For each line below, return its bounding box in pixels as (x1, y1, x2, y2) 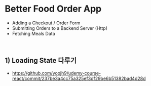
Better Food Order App (5, 3, 102, 15)
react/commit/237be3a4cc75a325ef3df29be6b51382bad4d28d (12, 75, 146, 81)
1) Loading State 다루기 (5, 56, 77, 65)
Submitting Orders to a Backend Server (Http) (12, 25, 107, 31)
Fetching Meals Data (12, 30, 55, 36)
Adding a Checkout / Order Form (12, 20, 81, 26)
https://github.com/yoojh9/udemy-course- (12, 70, 101, 76)
